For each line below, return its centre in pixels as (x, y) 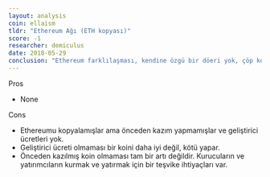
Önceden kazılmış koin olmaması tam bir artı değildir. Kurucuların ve (132, 156)
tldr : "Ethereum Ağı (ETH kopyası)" (70, 31)
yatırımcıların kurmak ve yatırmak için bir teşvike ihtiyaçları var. (124, 164)
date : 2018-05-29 (37, 53)
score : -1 (25, 38)
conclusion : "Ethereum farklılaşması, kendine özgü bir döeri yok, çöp (131, 61)
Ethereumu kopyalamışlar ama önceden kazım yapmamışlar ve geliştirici (139, 130)
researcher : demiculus (46, 46)
